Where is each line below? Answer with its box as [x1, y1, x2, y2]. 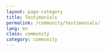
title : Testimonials [6, 14, 58, 20]
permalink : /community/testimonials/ [6, 20, 101, 26]
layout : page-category [6, 8, 63, 15]
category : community [6, 36, 58, 42]
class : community [6, 31, 50, 37]
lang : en [6, 25, 28, 32]
